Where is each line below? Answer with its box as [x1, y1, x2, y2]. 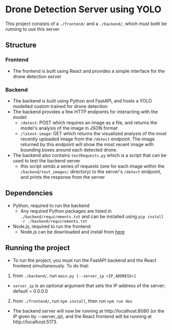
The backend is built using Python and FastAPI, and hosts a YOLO [12, 97, 152, 104]
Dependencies [5, 189, 53, 198]
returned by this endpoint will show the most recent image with [20, 141, 154, 147]
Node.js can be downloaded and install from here [20, 229, 125, 235]
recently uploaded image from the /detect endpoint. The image [20, 136, 155, 142]
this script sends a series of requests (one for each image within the [20, 163, 165, 169]
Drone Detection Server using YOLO [5, 4, 162, 15]
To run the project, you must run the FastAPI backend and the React [12, 257, 157, 263]
